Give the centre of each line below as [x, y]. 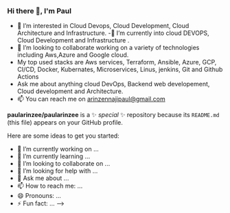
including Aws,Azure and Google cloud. [73, 55]
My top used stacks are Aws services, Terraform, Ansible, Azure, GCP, [117, 62]
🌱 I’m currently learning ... [54, 156]
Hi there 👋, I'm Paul [39, 11]
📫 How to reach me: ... [50, 186]
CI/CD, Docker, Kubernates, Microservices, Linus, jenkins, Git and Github [120, 70]
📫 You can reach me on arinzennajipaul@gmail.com [91, 99]
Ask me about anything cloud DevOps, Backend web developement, [113, 84]
